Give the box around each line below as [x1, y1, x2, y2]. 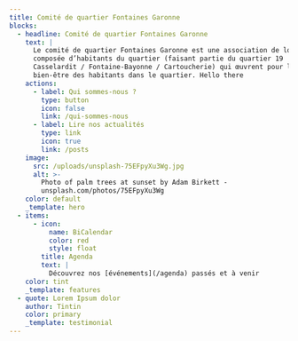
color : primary [25, 310, 82, 320]
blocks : [9, 21, 38, 30]
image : [25, 153, 50, 163]
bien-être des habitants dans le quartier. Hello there [32, 71, 244, 80]
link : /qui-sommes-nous [41, 112, 129, 121]
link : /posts [41, 145, 90, 154]
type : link [41, 129, 82, 138]
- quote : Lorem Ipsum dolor [17, 294, 122, 303]
